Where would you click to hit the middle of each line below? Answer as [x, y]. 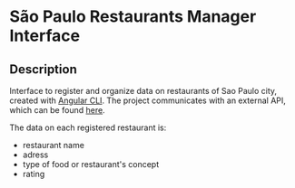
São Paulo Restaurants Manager [133, 17]
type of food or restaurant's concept [91, 164]
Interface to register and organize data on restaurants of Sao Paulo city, [143, 91]
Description [43, 69]
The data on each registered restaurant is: [88, 127]
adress [35, 155]
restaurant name [53, 145]
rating [34, 174]
